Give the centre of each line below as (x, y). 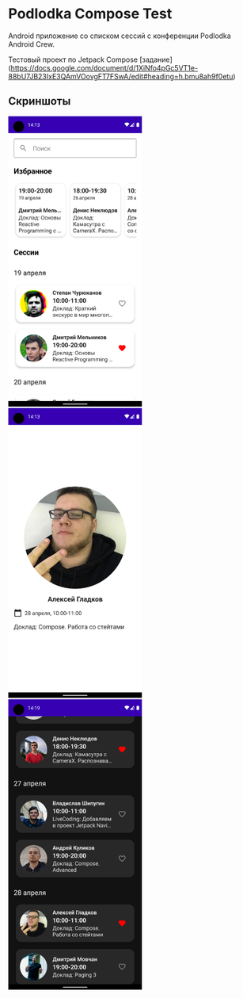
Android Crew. (32, 44)
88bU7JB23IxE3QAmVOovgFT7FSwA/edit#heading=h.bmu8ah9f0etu (121, 76)
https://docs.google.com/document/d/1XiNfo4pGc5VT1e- (104, 67)
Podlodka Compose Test (90, 14)
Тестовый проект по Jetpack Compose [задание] (90, 59)
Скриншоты (40, 101)
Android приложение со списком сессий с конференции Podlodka (120, 36)
